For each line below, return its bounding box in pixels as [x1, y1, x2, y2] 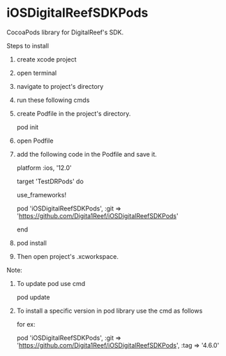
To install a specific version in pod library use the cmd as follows [16, 306, 203, 315]
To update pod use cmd [16, 279, 85, 287]
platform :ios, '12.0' [16, 163, 73, 172]
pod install [16, 238, 47, 247]
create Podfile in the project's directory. [16, 109, 131, 118]
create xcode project [16, 55, 77, 64]
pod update [16, 292, 50, 301]
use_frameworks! [16, 190, 67, 199]
